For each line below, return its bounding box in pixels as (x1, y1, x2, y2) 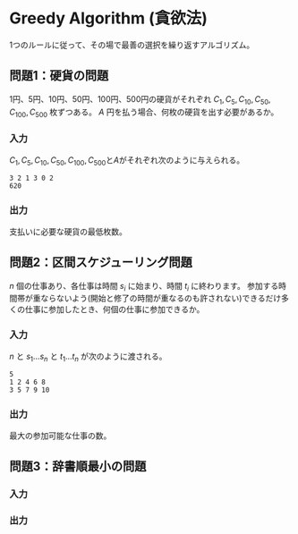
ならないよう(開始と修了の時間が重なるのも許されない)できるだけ (39, 292, 282, 304)
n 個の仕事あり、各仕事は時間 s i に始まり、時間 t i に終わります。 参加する (9, 280, 279, 293)
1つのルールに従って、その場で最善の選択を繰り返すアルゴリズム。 (9, 39, 255, 50)
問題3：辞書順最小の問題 (9, 459, 147, 474)
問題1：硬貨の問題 (9, 68, 109, 83)
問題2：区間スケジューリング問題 (9, 255, 192, 270)
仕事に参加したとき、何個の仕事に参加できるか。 (24, 304, 205, 315)
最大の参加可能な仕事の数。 (9, 430, 112, 441)
